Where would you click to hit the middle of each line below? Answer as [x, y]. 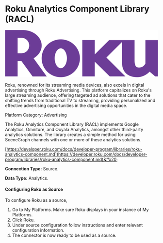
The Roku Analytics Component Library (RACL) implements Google [72, 124]
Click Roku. [23, 220]
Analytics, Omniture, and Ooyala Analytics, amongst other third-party [74, 130]
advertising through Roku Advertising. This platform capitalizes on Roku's [78, 90]
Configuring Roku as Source [34, 189]
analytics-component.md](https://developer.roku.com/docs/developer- [76, 154]
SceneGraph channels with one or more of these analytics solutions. [73, 140]
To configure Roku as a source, [36, 200]
